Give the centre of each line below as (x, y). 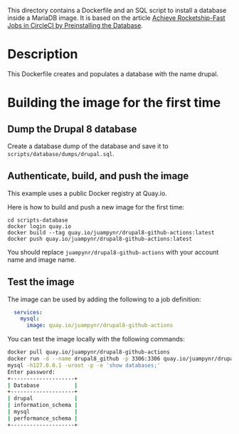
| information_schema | (43, 405)
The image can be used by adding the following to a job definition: (104, 299)
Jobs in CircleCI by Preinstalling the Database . (75, 25)
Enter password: (31, 372)
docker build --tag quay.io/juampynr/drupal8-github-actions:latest (111, 232)
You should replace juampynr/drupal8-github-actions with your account (113, 252)
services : (28, 312)
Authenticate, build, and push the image (98, 176)
